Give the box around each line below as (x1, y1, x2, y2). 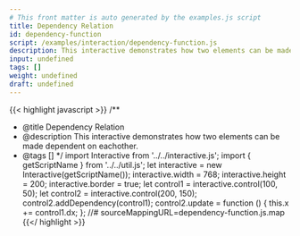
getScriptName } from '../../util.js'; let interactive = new (21, 159, 223, 170)
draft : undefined (9, 80, 74, 88)
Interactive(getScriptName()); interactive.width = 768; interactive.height (21, 169, 287, 180)
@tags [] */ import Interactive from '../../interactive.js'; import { (21, 149, 252, 161)
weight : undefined (9, 72, 78, 80)
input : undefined (9, 55, 74, 63)
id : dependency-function (9, 29, 102, 38)
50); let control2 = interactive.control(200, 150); (21, 188, 198, 198)
